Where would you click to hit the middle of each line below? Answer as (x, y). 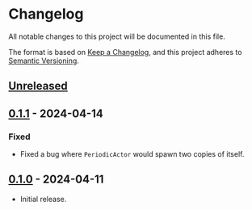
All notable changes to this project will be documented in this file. (117, 36)
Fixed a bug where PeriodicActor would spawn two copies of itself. (132, 154)
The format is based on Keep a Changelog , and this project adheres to (125, 52)
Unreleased (38, 86)
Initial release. (43, 199)
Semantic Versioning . (44, 61)
